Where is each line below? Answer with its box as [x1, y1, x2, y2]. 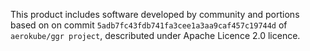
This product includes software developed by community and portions [10, 9, 300, 20]
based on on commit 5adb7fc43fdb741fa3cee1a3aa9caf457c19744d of [10, 19, 288, 31]
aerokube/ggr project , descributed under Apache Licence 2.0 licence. [10, 30, 301, 41]
